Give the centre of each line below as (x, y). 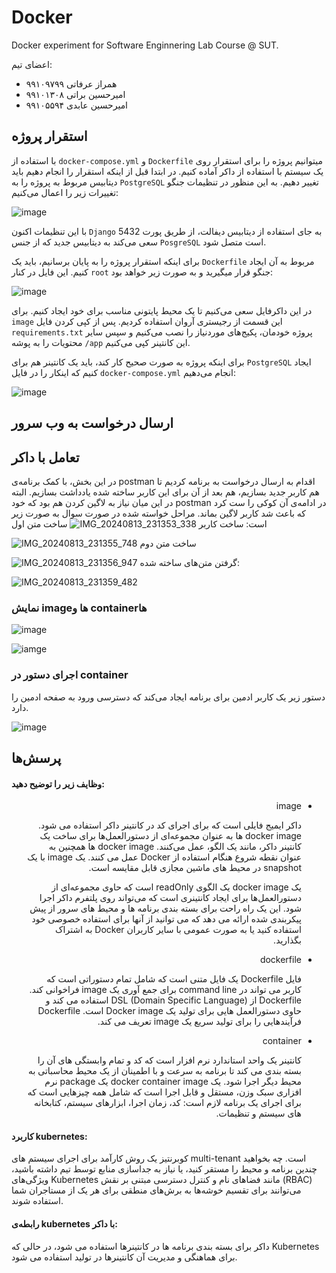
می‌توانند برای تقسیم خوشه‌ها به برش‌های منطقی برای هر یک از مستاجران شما (156, 1190)
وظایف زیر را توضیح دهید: (58, 783)
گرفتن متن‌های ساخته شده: (190, 562)
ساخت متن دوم (168, 543)
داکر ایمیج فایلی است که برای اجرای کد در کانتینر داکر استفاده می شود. (169, 825)
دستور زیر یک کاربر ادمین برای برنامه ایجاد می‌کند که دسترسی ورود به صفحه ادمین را (168, 697)
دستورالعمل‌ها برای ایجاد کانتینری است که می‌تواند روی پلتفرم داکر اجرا (170, 898)
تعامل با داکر (45, 457)
